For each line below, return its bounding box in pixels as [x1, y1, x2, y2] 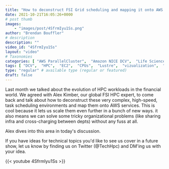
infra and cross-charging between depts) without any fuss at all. [5, 118, 138, 124]
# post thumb [5, 17, 33, 22]
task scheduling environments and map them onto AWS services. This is [5, 102, 155, 108]
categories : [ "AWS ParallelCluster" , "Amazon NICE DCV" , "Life [5, 59, 147, 64]
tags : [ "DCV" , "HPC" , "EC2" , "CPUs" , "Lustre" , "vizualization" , [5, 63, 159, 68]
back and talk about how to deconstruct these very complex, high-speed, [5, 97, 157, 103]
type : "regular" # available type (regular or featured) [5, 68, 127, 73]
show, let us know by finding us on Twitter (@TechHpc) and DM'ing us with [5, 143, 161, 149]
